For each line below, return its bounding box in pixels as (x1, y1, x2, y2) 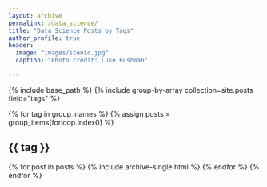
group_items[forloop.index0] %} (8, 117, 114, 127)
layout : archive (8, 11, 62, 20)
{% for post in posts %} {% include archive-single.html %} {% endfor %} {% (8, 161, 260, 172)
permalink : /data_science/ (8, 19, 98, 27)
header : (8, 42, 34, 50)
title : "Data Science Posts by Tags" (8, 26, 134, 34)
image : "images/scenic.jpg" (15, 49, 110, 57)
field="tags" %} (8, 93, 61, 103)
